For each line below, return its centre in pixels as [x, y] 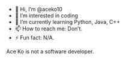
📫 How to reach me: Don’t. [49, 29]
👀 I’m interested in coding [46, 16]
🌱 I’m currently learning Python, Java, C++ [67, 22]
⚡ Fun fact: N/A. [34, 38]
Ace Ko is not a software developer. [50, 51]
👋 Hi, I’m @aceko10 [39, 9]
